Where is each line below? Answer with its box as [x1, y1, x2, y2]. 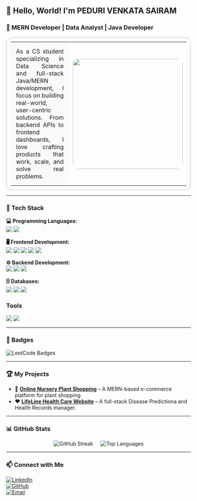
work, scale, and [16, 157, 64, 165]
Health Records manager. [14, 404, 76, 411]
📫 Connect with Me [6, 461, 64, 469]
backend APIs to [16, 121, 64, 129]
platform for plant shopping [14, 392, 81, 399]
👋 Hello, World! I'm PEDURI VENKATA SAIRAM [6, 6, 177, 16]
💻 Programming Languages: [6, 217, 77, 224]
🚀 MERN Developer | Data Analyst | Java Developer [6, 24, 154, 32]
